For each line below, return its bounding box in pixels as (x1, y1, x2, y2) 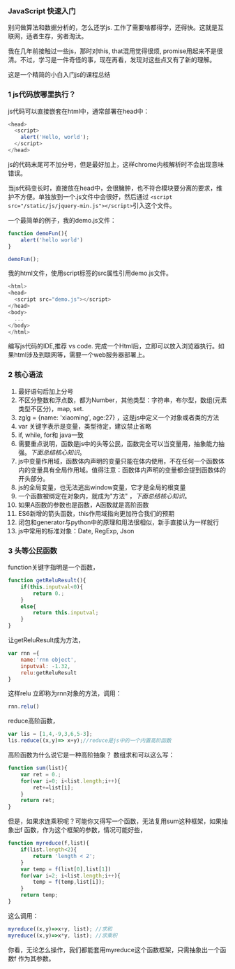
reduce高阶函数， (8, 717, 59, 725)
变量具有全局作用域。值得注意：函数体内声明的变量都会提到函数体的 (30, 466, 226, 474)
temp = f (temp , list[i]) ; (33, 878, 105, 886)
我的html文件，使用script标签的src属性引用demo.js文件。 (8, 269, 173, 277)
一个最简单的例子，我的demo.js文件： (8, 216, 117, 224)
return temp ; (20, 892, 59, 898)
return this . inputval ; (33, 609, 99, 616)
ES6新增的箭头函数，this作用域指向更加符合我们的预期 (17, 509, 175, 517)
